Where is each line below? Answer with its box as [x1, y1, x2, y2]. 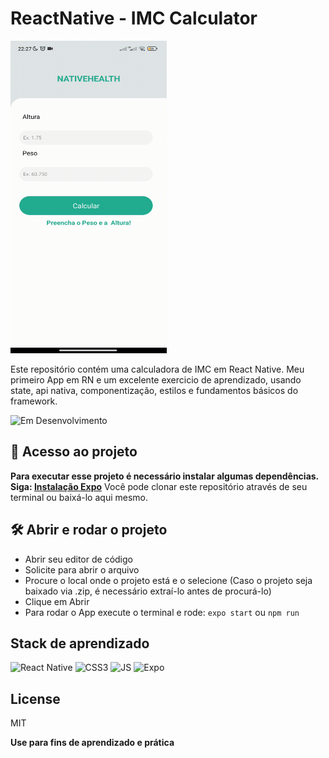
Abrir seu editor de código [24, 553, 133, 565]
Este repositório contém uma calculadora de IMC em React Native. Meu [10, 363, 305, 375]
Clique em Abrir [24, 595, 90, 607]
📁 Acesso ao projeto [10, 443, 138, 461]
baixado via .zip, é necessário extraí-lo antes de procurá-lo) [24, 585, 272, 597]
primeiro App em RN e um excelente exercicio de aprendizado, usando [10, 373, 302, 386]
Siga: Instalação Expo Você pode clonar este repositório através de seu [10, 480, 308, 492]
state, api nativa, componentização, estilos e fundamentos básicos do [10, 384, 299, 396]
